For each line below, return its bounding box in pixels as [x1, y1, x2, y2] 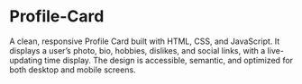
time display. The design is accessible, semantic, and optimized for [44, 55, 294, 65]
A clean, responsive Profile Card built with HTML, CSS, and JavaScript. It [9, 36, 280, 46]
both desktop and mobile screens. [9, 64, 137, 75]
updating [9, 55, 43, 65]
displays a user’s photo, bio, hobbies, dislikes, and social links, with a [9, 45, 266, 55]
